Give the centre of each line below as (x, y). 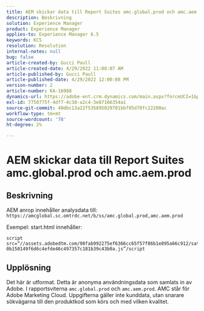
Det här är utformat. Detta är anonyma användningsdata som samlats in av (99, 282)
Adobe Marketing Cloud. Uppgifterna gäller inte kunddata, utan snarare (95, 295)
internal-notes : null (34, 52)
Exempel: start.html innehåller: (44, 227)
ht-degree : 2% (24, 125)
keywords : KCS (24, 40)
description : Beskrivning (39, 18)
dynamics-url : (24, 97)
